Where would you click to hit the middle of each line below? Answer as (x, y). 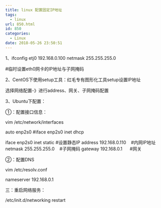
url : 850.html (20, 24)
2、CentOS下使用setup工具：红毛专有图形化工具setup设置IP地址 (73, 80)
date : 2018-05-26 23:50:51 (34, 43)
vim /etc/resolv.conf (26, 169)
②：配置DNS (20, 159)
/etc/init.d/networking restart (36, 200)
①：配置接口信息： (26, 112)
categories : (18, 33)
